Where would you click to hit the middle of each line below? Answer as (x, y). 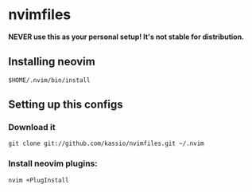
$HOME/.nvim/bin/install (49, 80)
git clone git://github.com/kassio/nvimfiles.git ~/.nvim (106, 144)
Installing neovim (52, 62)
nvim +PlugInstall (39, 180)
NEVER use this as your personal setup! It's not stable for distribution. (126, 37)
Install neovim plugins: (53, 163)
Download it (32, 127)
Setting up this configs (66, 105)
